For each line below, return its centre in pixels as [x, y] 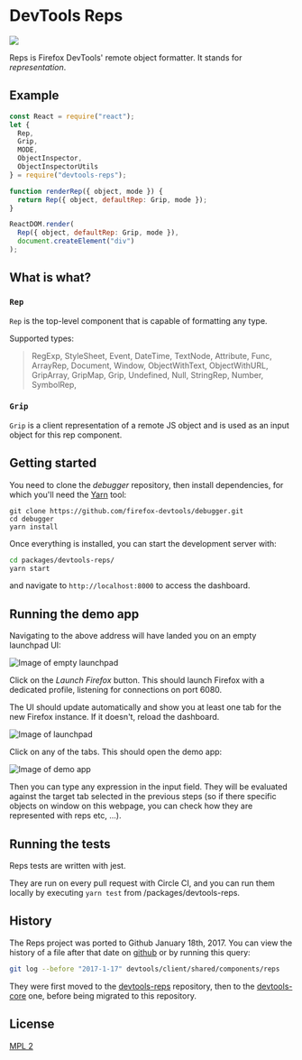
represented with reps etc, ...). [65, 816]
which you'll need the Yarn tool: [68, 494]
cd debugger [32, 519]
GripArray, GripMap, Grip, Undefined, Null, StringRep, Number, [147, 374]
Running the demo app [74, 614]
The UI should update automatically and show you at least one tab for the [146, 707]
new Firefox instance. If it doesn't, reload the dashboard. [114, 717]
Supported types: [42, 338]
